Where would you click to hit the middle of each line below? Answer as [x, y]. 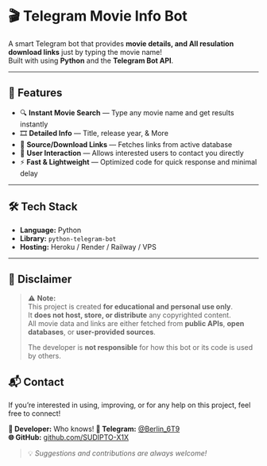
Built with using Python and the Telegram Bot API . [91, 60]
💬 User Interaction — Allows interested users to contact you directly [132, 153]
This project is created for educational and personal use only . [130, 307]
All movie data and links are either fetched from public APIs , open [136, 324]
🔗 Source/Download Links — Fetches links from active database [126, 144]
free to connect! [35, 414]
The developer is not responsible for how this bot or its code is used [140, 348]
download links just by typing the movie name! [85, 52]
